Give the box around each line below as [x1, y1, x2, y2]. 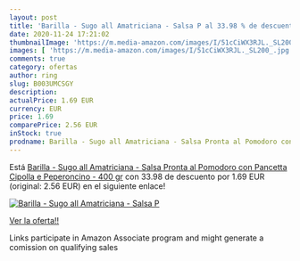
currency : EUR [9, 104, 62, 113]
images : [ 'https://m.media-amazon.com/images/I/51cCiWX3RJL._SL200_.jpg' [9, 46, 294, 55]
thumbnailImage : [9, 37, 70, 47]
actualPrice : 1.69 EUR [9, 95, 94, 105]
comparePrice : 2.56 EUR [9, 121, 98, 130]
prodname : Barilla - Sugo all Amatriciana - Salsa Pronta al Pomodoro [9, 137, 278, 146]
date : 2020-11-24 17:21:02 [9, 29, 110, 38]
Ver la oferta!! [9, 215, 60, 225]
